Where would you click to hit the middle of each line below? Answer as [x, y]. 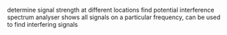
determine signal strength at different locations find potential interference [111, 10]
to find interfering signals [43, 24]
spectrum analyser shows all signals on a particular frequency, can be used [114, 17]
